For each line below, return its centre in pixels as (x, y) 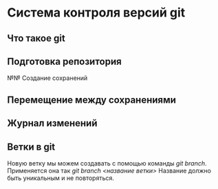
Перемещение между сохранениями (92, 100)
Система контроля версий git (96, 13)
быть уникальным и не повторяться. (61, 178)
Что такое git (36, 38)
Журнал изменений (52, 123)
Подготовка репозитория (64, 61)
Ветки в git (31, 147)
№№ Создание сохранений (47, 78)
